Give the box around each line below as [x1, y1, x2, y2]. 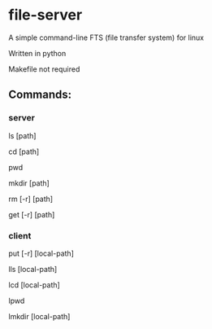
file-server [8, 6, 83, 24]
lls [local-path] [8, 264, 58, 274]
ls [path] [8, 130, 37, 140]
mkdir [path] [8, 178, 50, 188]
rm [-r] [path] [8, 194, 54, 204]
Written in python [8, 48, 67, 58]
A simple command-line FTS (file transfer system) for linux [8, 33, 205, 42]
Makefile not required [8, 64, 80, 74]
